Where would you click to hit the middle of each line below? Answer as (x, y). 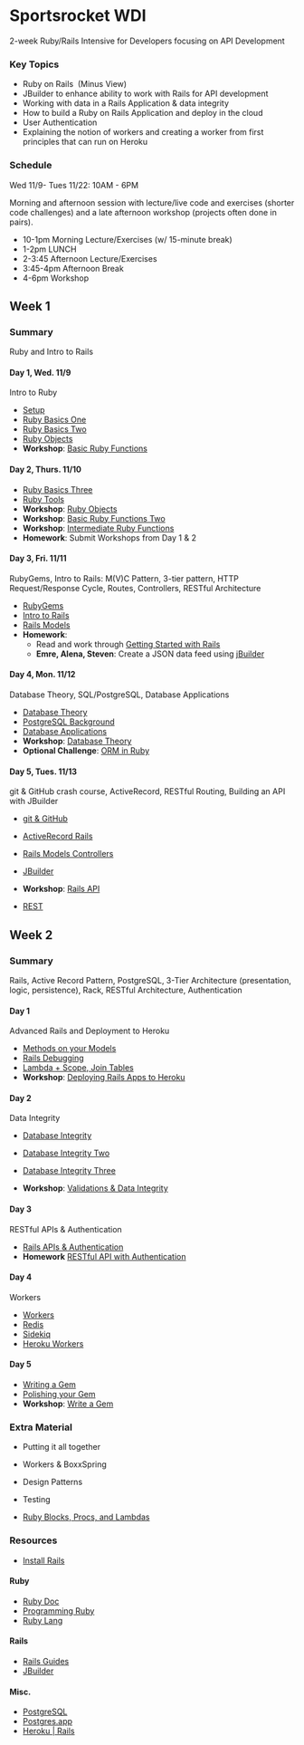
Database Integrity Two (66, 1153)
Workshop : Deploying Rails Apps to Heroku (104, 1078)
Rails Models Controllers (68, 854)
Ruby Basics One (54, 420)
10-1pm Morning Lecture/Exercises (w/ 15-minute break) (127, 239)
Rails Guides (46, 1661)
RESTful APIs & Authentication (66, 1229)
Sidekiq (37, 1334)
